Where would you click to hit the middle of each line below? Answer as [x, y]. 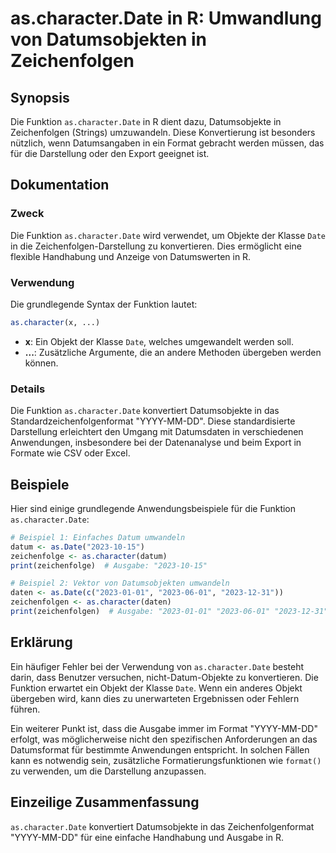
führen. [25, 709]
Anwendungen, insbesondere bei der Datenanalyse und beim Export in [156, 443]
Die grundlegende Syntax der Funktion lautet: [104, 304]
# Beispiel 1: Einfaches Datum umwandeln [98, 537]
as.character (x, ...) [55, 322]
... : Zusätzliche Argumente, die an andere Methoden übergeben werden [173, 352]
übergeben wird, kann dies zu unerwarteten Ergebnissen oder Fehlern [155, 698]
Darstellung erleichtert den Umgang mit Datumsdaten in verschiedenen [157, 432]
